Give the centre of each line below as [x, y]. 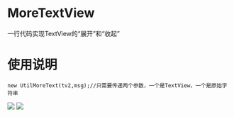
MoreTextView [51, 13]
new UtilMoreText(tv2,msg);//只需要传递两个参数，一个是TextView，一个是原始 [115, 85]
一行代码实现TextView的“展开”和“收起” [64, 33]
